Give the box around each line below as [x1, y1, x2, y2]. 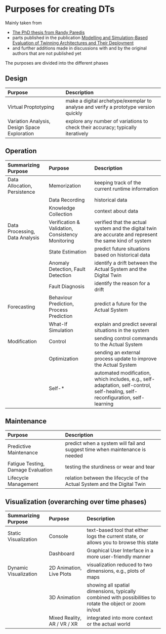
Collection [48, 211, 73, 217]
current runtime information [94, 185, 159, 192]
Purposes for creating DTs [5, 3, 115, 15]
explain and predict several [94, 320, 157, 327]
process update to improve [94, 355, 157, 362]
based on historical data [94, 251, 151, 258]
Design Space [7, 124, 41, 130]
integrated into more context [86, 614, 153, 621]
